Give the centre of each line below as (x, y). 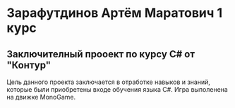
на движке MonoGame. (41, 97)
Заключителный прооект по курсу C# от (101, 54)
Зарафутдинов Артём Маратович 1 (115, 13)
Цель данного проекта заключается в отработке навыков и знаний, (109, 82)
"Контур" (29, 65)
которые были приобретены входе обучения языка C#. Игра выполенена (117, 89)
